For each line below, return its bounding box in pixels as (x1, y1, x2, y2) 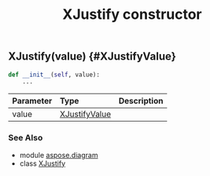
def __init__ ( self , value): (8, 71, 101, 79)
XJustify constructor (62, 5, 202, 24)
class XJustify (19, 159, 65, 168)
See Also (8, 132, 43, 143)
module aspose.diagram (19, 150, 98, 159)
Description (118, 96, 164, 107)
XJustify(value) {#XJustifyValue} (8, 49, 177, 64)
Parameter (12, 96, 53, 107)
